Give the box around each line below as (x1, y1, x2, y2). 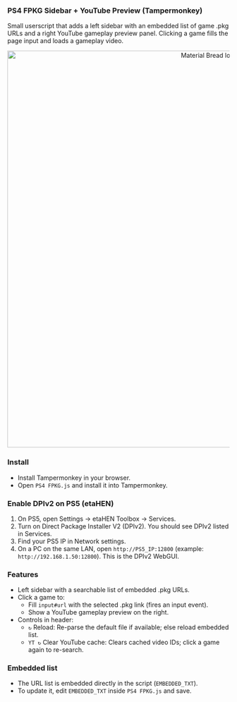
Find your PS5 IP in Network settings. (17, 537, 126, 545)
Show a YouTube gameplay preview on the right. (28, 608, 169, 617)
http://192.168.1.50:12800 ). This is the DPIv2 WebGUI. (17, 552, 180, 560)
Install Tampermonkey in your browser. (17, 473, 131, 482)
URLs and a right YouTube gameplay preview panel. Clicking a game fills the (7, 29, 229, 37)
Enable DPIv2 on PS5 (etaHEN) (7, 498, 114, 508)
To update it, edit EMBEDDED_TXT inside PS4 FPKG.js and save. (17, 686, 192, 695)
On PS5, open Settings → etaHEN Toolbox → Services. (17, 514, 176, 523)
